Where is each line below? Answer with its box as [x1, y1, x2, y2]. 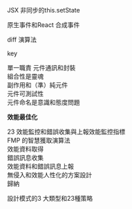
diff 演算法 [7, 35, 37, 44]
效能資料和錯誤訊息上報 [7, 162, 74, 170]
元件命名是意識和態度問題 [7, 98, 80, 106]
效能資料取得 [7, 145, 44, 153]
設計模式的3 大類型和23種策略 [7, 194, 93, 202]
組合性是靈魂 [7, 72, 44, 80]
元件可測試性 [7, 89, 44, 98]
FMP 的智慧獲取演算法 [7, 136, 70, 144]
